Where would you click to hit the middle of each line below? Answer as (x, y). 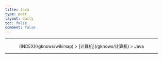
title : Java (17, 9)
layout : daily (19, 18)
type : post (16, 14)
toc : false (16, 23)
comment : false (20, 28)
